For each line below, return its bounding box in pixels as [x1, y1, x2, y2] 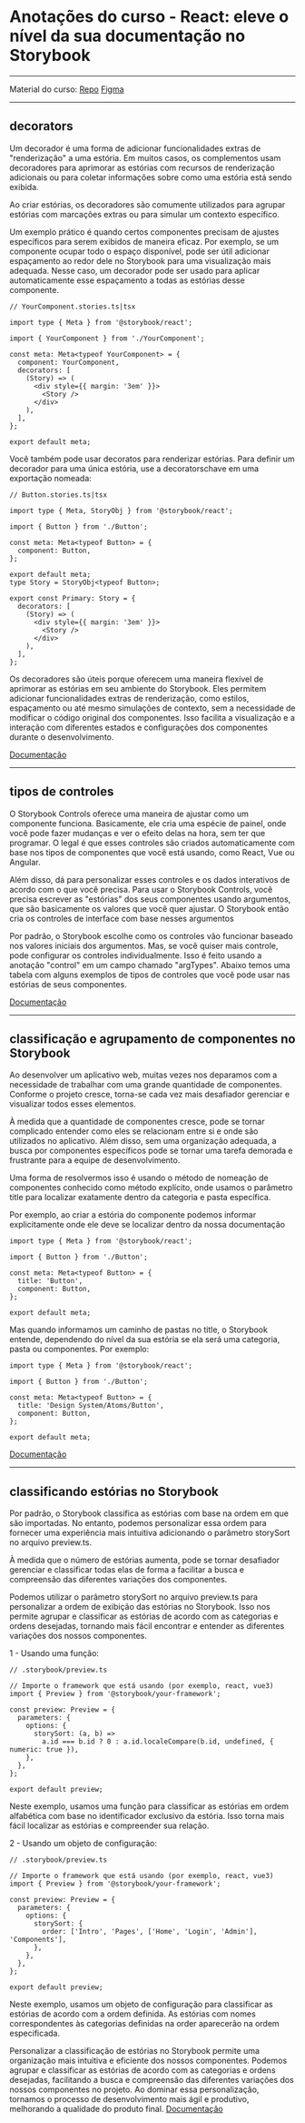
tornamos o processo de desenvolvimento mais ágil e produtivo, [9, 2094, 250, 2105]
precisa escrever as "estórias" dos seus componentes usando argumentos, [9, 894, 291, 905]
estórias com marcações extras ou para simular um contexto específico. [9, 208, 280, 219]
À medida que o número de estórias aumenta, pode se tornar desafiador [9, 1554, 280, 1566]
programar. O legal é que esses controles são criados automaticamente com [9, 837, 295, 848]
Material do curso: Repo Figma [9, 84, 124, 95]
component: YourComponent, [17, 358, 120, 367]
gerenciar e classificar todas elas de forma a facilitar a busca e [9, 1564, 245, 1575]
